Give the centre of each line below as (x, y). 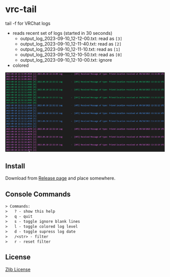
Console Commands (38, 194)
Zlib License (18, 269)
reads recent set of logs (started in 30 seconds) (62, 33)
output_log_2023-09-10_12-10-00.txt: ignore (66, 60)
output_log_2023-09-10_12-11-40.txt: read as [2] (71, 43)
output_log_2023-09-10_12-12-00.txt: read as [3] (71, 38)
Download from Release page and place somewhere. (60, 178)
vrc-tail (21, 9)
